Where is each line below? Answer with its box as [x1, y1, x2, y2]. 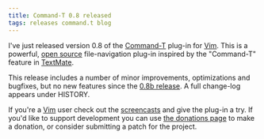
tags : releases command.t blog [8, 19, 112, 27]
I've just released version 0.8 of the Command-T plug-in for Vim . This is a [8, 40, 248, 50]
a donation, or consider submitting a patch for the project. [8, 122, 197, 131]
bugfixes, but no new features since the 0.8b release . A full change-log [8, 81, 241, 91]
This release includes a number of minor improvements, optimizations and [8, 73, 251, 82]
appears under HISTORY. [8, 89, 90, 99]
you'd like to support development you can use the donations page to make [8, 113, 255, 122]
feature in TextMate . [8, 57, 74, 67]
